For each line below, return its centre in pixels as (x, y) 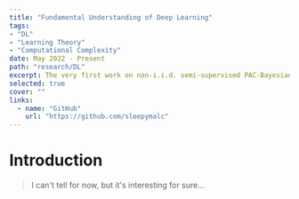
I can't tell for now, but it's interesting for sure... (117, 185)
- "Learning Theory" (48, 42)
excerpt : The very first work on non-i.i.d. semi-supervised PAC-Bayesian (151, 76)
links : (21, 100)
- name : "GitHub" (49, 108)
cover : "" (28, 92)
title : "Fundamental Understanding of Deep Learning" (111, 17)
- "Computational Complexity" (65, 51)
